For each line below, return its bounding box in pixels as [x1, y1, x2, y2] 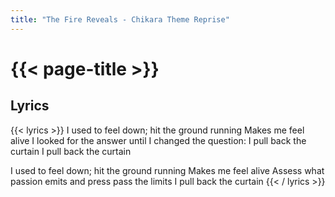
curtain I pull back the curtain [10, 145, 132, 157]
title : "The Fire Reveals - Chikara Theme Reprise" [10, 14, 230, 25]
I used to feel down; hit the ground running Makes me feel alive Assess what [10, 164, 325, 176]
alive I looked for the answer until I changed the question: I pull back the [10, 134, 307, 146]
